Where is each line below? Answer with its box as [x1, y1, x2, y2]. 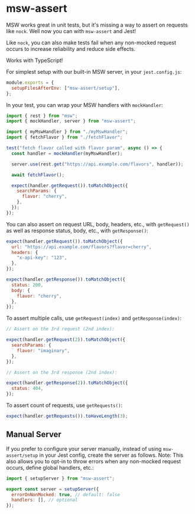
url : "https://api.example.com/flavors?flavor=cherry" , [11, 244, 152, 250]
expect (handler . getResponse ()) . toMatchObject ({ [6, 276, 126, 282]
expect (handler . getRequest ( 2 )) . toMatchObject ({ [6, 337, 126, 343]
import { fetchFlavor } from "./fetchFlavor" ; [6, 135, 123, 141]
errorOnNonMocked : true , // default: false [11, 492, 120, 497]
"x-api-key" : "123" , [17, 255, 67, 261]
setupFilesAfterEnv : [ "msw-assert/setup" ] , [11, 85, 120, 91]
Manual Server [6, 430, 62, 440]
